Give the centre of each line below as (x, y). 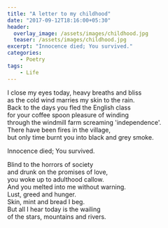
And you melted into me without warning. (66, 187)
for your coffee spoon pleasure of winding (68, 115)
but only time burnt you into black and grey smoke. (80, 137)
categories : (24, 53)
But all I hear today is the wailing (54, 209)
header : (19, 27)
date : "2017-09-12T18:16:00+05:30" (59, 20)
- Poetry (33, 60)
